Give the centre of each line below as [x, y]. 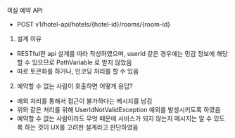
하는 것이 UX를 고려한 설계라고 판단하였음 [81, 127]
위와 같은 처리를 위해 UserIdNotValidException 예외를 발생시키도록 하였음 [119, 110]
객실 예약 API [25, 10]
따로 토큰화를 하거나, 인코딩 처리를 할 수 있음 [78, 71]
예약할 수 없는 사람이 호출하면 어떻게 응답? [75, 86]
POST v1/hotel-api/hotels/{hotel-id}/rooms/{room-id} [94, 24]
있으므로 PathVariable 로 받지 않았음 [82, 62]
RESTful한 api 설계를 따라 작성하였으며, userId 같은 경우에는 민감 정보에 [116, 54]
